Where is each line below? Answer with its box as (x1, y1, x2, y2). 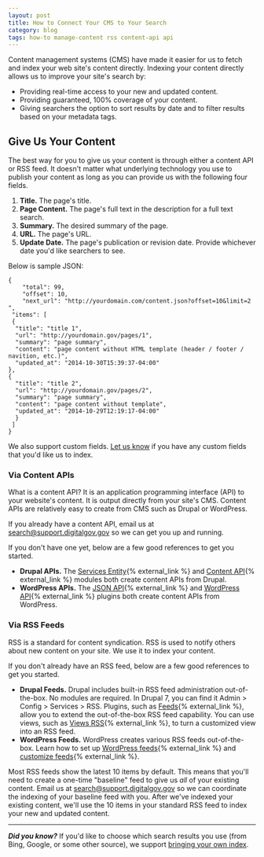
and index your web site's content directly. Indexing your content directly (8, 64, 244, 73)
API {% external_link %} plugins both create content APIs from (19, 591, 220, 601)
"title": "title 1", (15, 325, 82, 333)
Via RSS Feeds (8, 620, 65, 631)
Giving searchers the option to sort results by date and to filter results (19, 104, 245, 113)
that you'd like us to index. (8, 450, 93, 460)
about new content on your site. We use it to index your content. (8, 646, 216, 655)
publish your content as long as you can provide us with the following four (8, 172, 248, 182)
